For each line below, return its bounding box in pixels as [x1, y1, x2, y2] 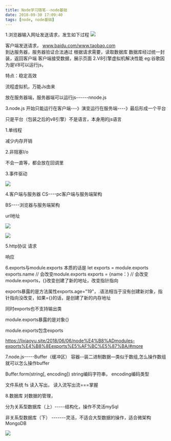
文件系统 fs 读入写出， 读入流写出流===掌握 [5, 382, 98, 388]
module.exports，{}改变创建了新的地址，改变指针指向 [5, 278, 119, 284]
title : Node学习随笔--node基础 [5, 7, 68, 13]
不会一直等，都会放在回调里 [5, 160, 64, 166]
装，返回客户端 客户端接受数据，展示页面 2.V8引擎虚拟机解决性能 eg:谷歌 [5, 55, 160, 61]
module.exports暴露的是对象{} [5, 317, 69, 323]
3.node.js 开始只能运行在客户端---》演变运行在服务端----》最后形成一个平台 [5, 106, 166, 112]
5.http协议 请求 [5, 243, 37, 249]
